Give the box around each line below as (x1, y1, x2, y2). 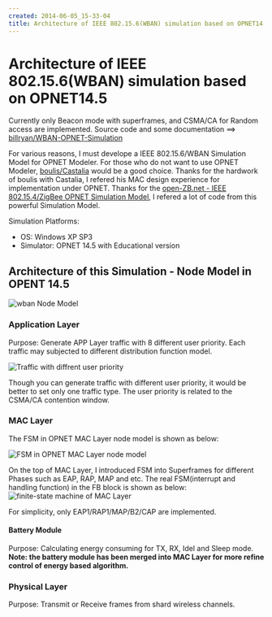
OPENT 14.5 (8, 277, 71, 291)
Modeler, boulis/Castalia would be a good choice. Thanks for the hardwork (8, 166, 258, 176)
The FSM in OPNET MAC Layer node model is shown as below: (8, 433, 219, 443)
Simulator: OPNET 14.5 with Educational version (19, 241, 180, 250)
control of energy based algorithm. (8, 561, 129, 571)
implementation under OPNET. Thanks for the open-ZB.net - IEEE (8, 184, 227, 193)
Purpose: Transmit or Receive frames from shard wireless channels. (8, 599, 235, 610)
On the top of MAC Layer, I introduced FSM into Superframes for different (8, 465, 254, 475)
